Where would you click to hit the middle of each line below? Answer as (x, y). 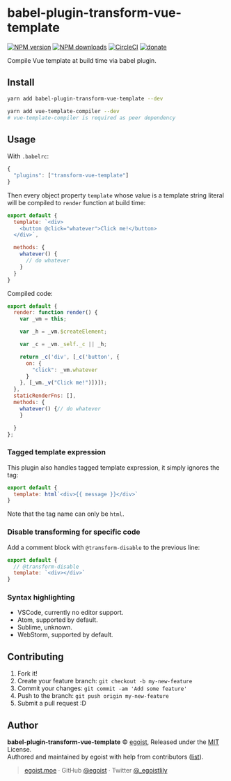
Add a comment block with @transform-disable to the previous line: (104, 547)
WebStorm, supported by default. (65, 635)
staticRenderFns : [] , (45, 396)
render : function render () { (56, 313)
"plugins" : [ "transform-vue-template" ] (71, 176)
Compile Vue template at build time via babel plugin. (82, 60)
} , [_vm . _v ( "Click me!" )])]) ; (64, 383)
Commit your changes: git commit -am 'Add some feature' (102, 688)
